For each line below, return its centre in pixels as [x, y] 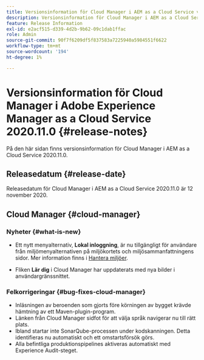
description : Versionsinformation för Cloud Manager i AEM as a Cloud [97, 18]
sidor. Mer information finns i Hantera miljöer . [72, 258]
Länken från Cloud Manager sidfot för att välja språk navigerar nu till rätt [105, 318]
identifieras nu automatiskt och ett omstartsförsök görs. [85, 337]
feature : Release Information [45, 23]
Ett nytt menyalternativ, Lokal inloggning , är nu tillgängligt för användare [106, 245]
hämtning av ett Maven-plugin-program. [65, 312]
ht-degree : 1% [24, 57]
